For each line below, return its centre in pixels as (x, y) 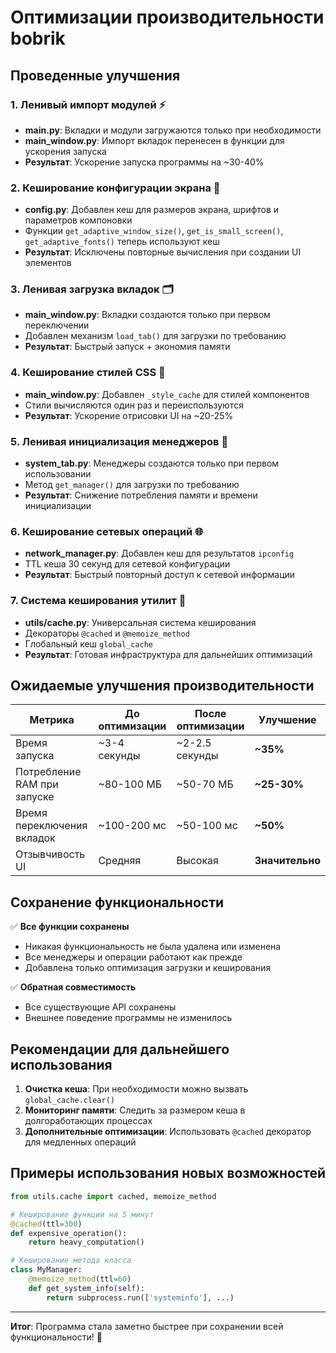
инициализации (58, 506)
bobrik (38, 38)
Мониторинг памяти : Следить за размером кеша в (135, 1110)
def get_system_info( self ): (86, 1288)
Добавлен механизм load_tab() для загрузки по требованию (155, 336)
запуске (35, 797)
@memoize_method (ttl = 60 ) (80, 1279)
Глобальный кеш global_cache (88, 643)
